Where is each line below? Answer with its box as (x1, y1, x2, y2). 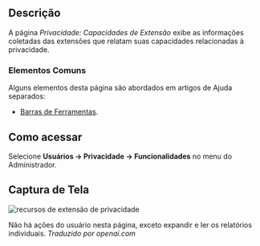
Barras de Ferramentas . (19, 107, 99, 117)
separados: (8, 91, 46, 101)
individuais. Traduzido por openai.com (8, 228, 136, 238)
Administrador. (8, 159, 58, 169)
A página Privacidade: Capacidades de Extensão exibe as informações (8, 27, 245, 37)
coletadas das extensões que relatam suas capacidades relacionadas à (8, 36, 245, 46)
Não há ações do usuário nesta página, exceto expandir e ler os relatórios (8, 220, 253, 229)
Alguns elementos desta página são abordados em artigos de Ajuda (8, 83, 233, 93)
